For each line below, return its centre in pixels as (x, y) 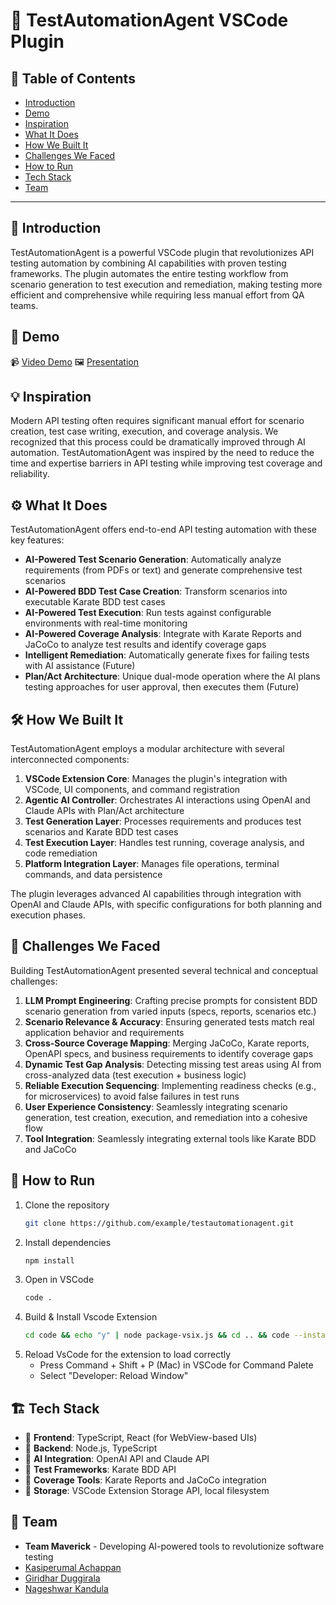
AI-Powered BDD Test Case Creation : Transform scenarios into (156, 591)
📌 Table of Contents (73, 78)
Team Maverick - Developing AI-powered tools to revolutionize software (174, 1546)
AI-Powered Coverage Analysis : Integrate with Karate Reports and (163, 634)
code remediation (61, 853)
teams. (24, 305)
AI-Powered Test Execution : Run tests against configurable (148, 613)
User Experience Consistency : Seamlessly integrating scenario (156, 1106)
